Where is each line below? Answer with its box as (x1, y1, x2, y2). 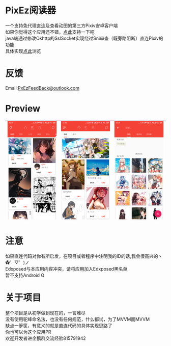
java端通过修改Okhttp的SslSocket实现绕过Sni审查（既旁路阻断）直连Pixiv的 (5, 35, 164, 41)
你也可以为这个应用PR (5, 329, 51, 335)
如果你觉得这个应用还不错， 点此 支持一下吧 (5, 29, 95, 35)
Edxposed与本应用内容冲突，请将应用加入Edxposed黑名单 (5, 265, 128, 272)
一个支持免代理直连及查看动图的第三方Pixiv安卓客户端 (5, 22, 118, 29)
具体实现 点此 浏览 (5, 48, 41, 54)
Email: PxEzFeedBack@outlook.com (5, 85, 80, 91)
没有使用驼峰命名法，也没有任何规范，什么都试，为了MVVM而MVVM (5, 316, 150, 322)
